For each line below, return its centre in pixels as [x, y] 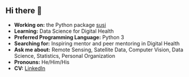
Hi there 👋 [24, 11]
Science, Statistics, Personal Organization [65, 55]
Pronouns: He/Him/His [42, 62]
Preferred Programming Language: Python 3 [69, 37]
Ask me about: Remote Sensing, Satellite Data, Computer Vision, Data [99, 50]
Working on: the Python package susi [60, 24]
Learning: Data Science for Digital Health [64, 31]
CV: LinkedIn [30, 68]
